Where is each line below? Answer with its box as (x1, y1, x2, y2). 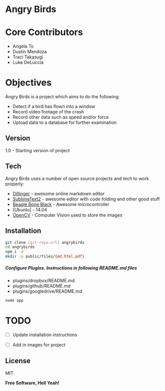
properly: (5, 180, 24, 187)
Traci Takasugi (12, 54, 43, 60)
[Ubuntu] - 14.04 (12, 207, 47, 213)
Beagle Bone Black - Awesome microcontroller (12, 201, 109, 207)
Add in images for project (12, 342, 66, 348)
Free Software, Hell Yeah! (5, 379, 60, 386)
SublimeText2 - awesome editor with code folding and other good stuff (12, 195, 160, 202)
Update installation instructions (12, 332, 77, 338)
